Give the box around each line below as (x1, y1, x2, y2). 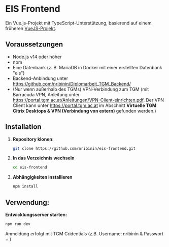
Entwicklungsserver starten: (5, 212, 67, 217)
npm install (12, 184, 38, 189)
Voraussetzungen (5, 40, 63, 49)
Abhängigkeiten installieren (12, 174, 73, 180)
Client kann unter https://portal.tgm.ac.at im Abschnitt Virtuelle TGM (12, 102, 157, 108)
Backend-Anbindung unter (12, 75, 69, 81)
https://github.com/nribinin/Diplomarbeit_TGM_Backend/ (12, 80, 131, 87)
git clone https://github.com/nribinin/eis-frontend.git (12, 146, 136, 151)
